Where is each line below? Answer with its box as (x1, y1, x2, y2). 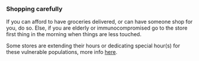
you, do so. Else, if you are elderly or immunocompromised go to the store (6, 24, 188, 31)
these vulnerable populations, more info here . (6, 49, 118, 56)
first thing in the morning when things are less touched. (6, 31, 141, 38)
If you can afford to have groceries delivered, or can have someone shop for (6, 18, 193, 25)
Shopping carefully (6, 5, 63, 13)
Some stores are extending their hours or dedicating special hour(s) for (6, 42, 181, 49)
